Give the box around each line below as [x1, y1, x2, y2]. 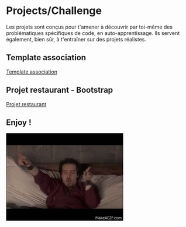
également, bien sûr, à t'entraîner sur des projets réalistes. [6, 36, 146, 43]
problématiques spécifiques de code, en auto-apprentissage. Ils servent [6, 29, 180, 36]
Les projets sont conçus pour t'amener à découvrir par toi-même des [6, 23, 173, 30]
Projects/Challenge [6, 4, 102, 18]
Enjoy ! [6, 117, 32, 127]
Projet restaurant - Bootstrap [6, 85, 113, 95]
